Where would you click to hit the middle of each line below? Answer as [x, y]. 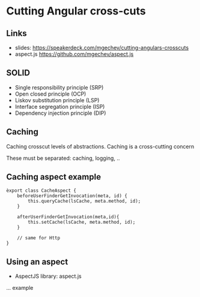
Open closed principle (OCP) [50, 94]
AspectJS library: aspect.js [48, 276]
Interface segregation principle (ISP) [60, 106]
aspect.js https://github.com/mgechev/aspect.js [74, 54]
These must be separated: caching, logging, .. [63, 158]
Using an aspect [37, 262]
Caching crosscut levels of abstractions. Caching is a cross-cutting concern [100, 146]
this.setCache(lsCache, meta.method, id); [82, 222]
